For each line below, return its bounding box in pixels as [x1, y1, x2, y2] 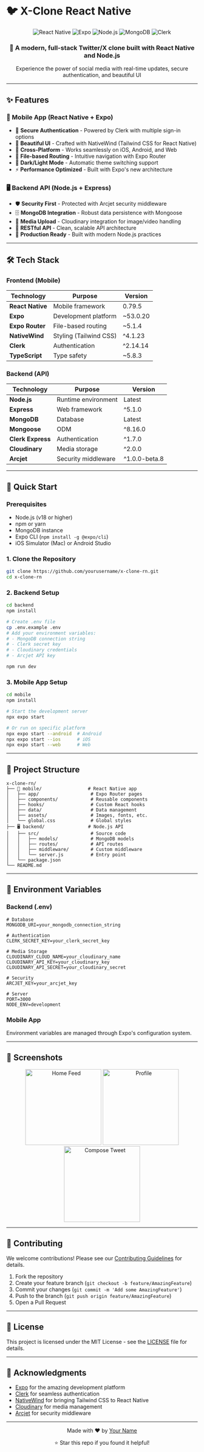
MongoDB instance [15, 526, 64, 534]
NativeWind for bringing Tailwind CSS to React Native [15, 1397, 149, 1404]
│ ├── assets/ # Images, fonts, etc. [6, 812, 148, 819]
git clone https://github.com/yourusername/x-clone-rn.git [6, 568, 159, 575]
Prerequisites [6, 500, 47, 508]
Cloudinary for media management [15, 1403, 103, 1411]
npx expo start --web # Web [6, 742, 91, 748]
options [15, 133, 35, 140]
